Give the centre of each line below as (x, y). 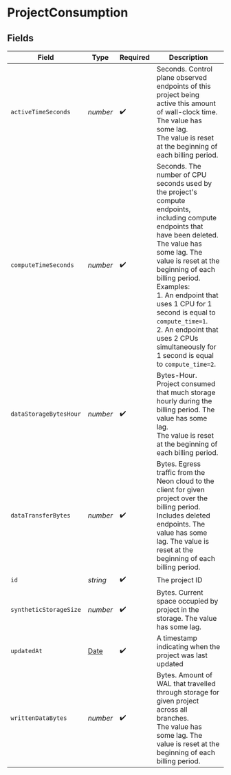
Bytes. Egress (179, 464)
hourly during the (184, 401)
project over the (182, 498)
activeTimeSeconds (41, 112)
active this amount (186, 103)
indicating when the (188, 647)
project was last (182, 655)
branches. (173, 718)
